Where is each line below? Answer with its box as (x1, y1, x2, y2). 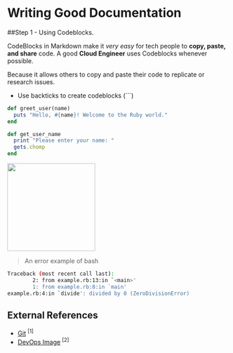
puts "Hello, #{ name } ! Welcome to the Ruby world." (13, 111, 168, 119)
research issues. (7, 77, 55, 86)
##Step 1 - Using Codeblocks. (7, 28, 94, 36)
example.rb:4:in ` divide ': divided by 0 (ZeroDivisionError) (7, 290, 190, 297)
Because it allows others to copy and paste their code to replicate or (7, 70, 205, 79)
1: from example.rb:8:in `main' (32, 283, 128, 291)
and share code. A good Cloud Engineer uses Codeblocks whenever (7, 49, 208, 58)
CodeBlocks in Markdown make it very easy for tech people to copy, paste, (7, 41, 226, 50)
